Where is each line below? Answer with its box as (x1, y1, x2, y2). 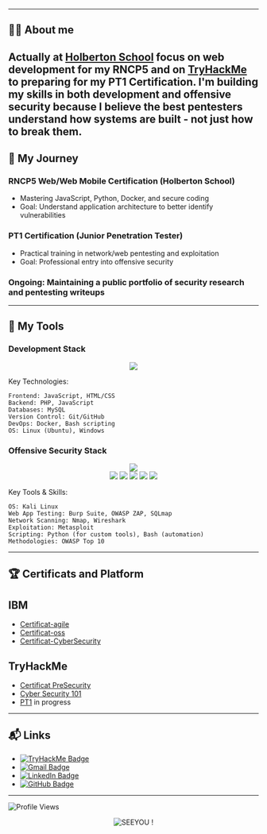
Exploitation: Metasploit (8, 523, 94, 532)
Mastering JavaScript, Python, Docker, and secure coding (19, 194, 209, 203)
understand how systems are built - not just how (8, 112, 253, 125)
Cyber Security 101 (19, 689, 82, 699)
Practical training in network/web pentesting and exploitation (19, 248, 220, 258)
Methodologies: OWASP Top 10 (8, 538, 105, 546)
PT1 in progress (19, 697, 72, 707)
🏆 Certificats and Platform (8, 567, 145, 581)
